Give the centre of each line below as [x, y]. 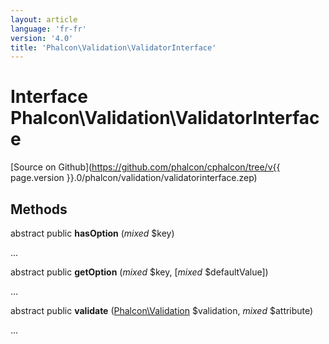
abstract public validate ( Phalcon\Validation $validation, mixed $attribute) [162, 310]
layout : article [44, 19]
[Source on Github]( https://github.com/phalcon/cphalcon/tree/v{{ [145, 167]
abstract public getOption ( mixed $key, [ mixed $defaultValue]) [139, 272]
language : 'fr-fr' [48, 29]
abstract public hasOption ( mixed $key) [92, 233]
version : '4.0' [42, 38]
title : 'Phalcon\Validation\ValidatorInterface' [113, 47]
